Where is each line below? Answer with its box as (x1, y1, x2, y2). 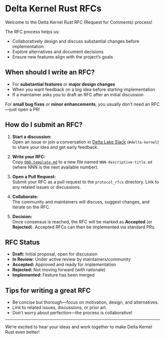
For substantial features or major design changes (12, 81, 115, 87)
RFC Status (5, 238, 40, 246)
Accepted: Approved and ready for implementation (12, 261, 116, 268)
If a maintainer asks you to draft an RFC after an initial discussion (12, 91, 144, 97)
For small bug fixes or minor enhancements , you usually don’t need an (5, 101, 150, 107)
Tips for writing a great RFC (5, 286, 91, 295)
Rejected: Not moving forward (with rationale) (12, 267, 106, 273)
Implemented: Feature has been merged (12, 272, 95, 278)
